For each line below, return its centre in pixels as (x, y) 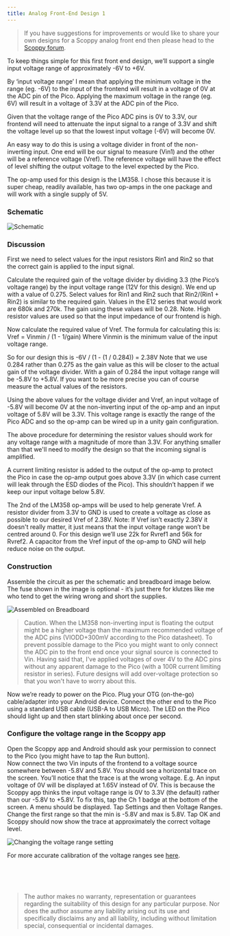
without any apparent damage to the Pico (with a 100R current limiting (122, 666)
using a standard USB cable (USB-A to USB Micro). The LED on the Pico (108, 709)
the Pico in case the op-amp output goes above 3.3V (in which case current (114, 478)
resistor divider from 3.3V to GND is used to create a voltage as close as (109, 513)
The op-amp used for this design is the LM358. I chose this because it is (109, 180)
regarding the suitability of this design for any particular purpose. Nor (122, 903)
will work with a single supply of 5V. (57, 194)
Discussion (26, 244)
